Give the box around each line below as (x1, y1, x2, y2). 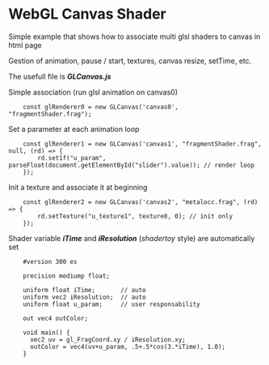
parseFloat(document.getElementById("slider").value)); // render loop (8, 161, 254, 169)
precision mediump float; (23, 272, 111, 280)
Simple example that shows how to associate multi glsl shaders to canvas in (8, 32, 261, 41)
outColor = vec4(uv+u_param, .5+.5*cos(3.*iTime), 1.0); (29, 342, 226, 350)
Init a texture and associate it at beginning (8, 182, 148, 192)
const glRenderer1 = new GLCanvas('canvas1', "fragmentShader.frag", (23, 139, 263, 148)
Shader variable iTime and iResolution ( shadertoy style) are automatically (8, 233, 255, 243)
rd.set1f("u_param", (37, 154, 107, 162)
